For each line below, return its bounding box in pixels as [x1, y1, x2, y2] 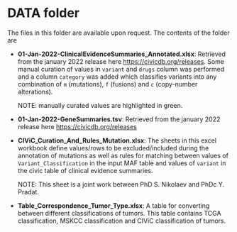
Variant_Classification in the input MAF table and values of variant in [17, 158, 226, 167]
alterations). [17, 87, 53, 96]
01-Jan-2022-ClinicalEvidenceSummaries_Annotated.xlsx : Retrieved [17, 50, 226, 58]
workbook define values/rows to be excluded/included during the [17, 143, 209, 152]
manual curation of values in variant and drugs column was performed [17, 65, 225, 73]
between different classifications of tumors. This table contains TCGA [17, 209, 221, 217]
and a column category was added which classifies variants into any [17, 72, 217, 81]
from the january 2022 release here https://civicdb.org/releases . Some [17, 57, 225, 65]
